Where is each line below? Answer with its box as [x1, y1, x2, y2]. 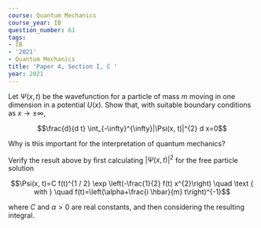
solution [8, 164, 35, 173]
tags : [8, 33, 26, 42]
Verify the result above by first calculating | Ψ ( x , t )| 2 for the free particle [8, 154, 238, 165]
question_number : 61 [8, 26, 76, 34]
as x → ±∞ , [8, 108, 46, 118]
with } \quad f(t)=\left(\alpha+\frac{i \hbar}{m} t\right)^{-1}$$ [33, 187, 231, 197]
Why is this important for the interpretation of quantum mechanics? [8, 138, 226, 148]
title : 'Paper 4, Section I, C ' [8, 63, 118, 71]
